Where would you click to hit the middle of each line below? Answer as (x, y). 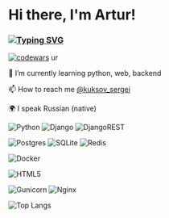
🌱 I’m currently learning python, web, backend (85, 73)
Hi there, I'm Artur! (72, 15)
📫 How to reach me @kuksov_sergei (70, 90)
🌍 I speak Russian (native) (52, 109)
